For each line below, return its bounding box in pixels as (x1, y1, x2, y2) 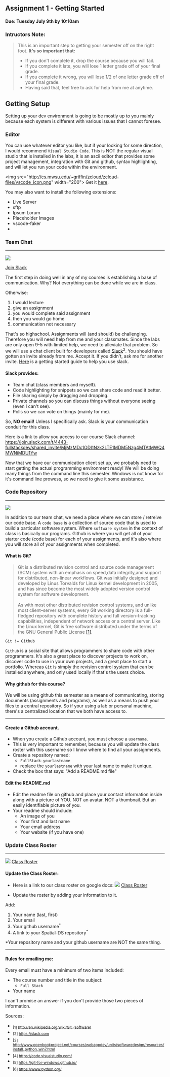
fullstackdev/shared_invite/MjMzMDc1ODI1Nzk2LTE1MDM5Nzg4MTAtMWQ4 (5, 444, 165, 450)
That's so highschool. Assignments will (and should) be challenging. (5, 331, 148, 337)
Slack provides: (5, 370, 39, 376)
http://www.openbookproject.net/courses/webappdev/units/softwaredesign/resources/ (12, 1042, 164, 1048)
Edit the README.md (5, 780, 51, 786)
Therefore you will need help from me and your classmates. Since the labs (5, 336, 160, 342)
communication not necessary (12, 321, 76, 327)
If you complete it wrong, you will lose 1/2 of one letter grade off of (25, 74, 164, 80)
